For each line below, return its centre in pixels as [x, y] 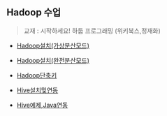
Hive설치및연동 [37, 90]
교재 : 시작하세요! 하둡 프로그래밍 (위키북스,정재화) [92, 31]
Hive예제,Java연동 [42, 105]
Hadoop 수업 [34, 13]
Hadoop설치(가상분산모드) [53, 45]
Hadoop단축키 [37, 75]
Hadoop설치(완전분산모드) [53, 60]
